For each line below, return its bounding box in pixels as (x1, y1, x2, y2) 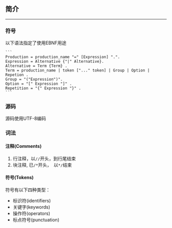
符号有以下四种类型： (5, 187, 50, 193)
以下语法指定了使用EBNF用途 (5, 40, 67, 46)
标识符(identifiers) (12, 197, 51, 204)
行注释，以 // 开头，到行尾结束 (12, 155, 76, 162)
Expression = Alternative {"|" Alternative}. (5, 59, 104, 64)
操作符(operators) (12, 210, 50, 216)
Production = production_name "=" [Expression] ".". (5, 55, 120, 60)
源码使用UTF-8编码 (5, 115, 46, 121)
